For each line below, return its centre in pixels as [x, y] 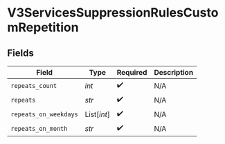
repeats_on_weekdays [44, 114]
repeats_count [34, 85]
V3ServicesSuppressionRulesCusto [113, 13]
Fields [21, 53]
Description [174, 72]
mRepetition [43, 27]
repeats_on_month [39, 128]
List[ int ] [98, 114]
